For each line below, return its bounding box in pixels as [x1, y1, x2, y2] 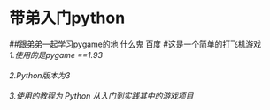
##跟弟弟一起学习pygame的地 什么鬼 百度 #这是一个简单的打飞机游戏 [9, 39, 262, 49]
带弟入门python [9, 8, 126, 28]
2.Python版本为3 [9, 70, 71, 80]
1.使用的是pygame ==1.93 [9, 49, 104, 60]
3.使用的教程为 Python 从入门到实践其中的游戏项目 [9, 90, 194, 101]
